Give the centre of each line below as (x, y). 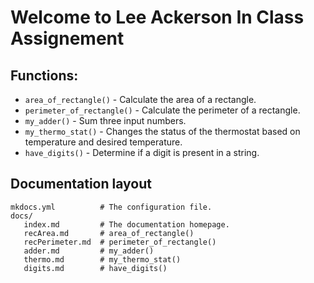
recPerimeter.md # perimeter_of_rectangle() (120, 242)
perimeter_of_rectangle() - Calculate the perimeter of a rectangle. (162, 110)
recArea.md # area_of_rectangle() (109, 233)
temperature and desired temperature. (103, 142)
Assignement (67, 38)
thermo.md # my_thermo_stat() (102, 259)
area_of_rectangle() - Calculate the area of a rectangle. (140, 99)
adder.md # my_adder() (89, 251)
